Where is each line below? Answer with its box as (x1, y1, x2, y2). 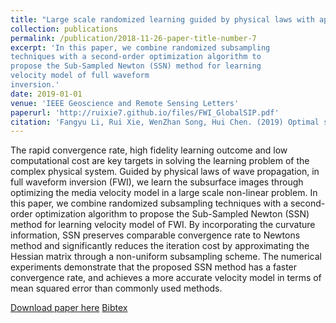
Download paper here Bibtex (10, 302, 128, 314)
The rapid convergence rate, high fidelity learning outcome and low (10, 144, 288, 156)
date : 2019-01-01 (10, 89, 83, 99)
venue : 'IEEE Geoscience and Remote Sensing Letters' (10, 98, 240, 108)
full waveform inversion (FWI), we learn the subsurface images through (10, 176, 304, 188)
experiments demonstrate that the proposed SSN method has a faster (10, 261, 298, 273)
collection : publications (10, 24, 118, 34)
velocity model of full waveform (10, 71, 150, 81)
